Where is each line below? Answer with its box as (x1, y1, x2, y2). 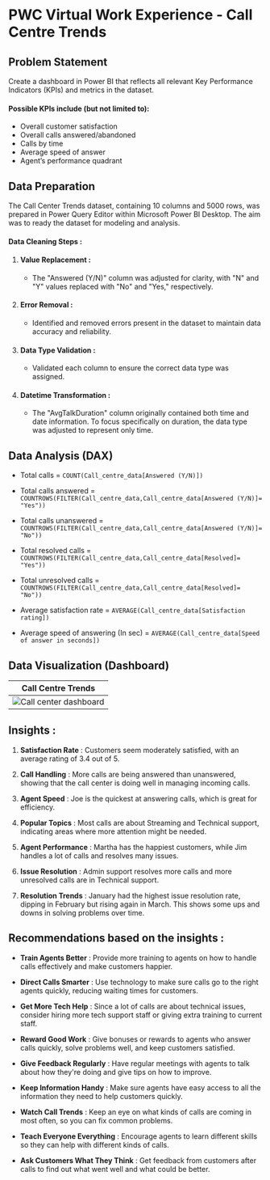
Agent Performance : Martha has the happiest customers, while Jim (19, 842, 247, 852)
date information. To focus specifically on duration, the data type (31, 417, 247, 426)
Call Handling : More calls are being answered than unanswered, (19, 769, 236, 779)
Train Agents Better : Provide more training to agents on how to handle (19, 953, 257, 962)
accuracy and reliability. (31, 327, 111, 336)
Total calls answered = (19, 486, 95, 496)
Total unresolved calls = (19, 576, 100, 586)
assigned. (31, 372, 65, 382)
